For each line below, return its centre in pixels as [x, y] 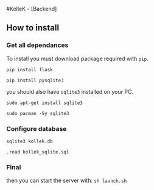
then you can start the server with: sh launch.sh [67, 181]
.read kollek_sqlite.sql [38, 152]
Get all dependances [37, 45]
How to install [33, 28]
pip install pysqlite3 [35, 80]
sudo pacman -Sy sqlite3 [38, 113]
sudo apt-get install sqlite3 [45, 103]
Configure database [37, 128]
